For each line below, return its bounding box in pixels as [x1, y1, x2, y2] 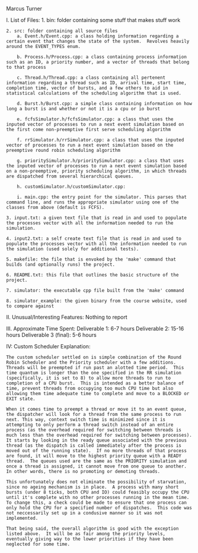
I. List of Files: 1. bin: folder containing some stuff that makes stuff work [6, 17, 181, 23]
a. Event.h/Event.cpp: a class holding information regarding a [17, 33, 179, 39]
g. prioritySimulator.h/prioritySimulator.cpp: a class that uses [17, 158, 184, 164]
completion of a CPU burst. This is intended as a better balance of [6, 380, 184, 386]
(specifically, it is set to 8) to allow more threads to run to [6, 375, 171, 381]
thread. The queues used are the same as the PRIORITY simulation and [6, 458, 187, 464]
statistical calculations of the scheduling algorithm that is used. [6, 90, 182, 96]
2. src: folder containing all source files [6, 28, 118, 34]
